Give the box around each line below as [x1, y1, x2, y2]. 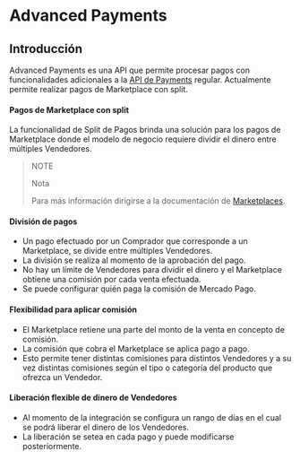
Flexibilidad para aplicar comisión [9, 304, 137, 315]
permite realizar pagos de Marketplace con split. [9, 84, 188, 94]
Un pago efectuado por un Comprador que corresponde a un [21, 236, 248, 247]
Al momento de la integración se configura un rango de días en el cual [21, 412, 282, 422]
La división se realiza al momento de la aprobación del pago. [21, 255, 246, 265]
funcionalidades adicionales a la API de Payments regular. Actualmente [9, 74, 271, 85]
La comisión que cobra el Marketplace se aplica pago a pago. [21, 343, 250, 354]
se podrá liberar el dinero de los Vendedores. [21, 421, 190, 432]
